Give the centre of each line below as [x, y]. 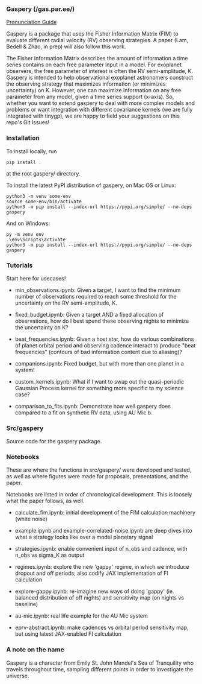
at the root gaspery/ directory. [43, 173]
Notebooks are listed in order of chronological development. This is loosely [99, 495]
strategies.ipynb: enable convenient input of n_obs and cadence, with [101, 549]
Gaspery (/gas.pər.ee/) [41, 9]
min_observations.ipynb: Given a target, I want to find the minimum [98, 290]
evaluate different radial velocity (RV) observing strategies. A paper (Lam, [97, 40]
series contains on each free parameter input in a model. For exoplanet [94, 65]
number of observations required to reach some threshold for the [96, 296]
